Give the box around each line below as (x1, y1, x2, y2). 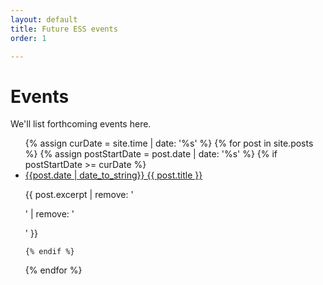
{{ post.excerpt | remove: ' (24, 189, 134, 201)
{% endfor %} (24, 264, 83, 276)
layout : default (10, 14, 78, 25)
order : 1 (10, 33, 47, 43)
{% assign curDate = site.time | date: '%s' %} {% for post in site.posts (24, 137, 314, 150)
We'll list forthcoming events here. (10, 118, 152, 130)
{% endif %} (24, 247, 75, 257)
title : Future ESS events (10, 24, 118, 34)
